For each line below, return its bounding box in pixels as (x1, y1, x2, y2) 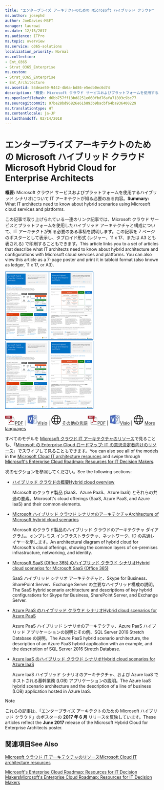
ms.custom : (5, 70, 27, 75)
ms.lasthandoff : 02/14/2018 (5, 116, 62, 121)
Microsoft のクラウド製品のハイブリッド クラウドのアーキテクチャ (12, 527, 145, 532)
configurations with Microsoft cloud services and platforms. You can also (5, 251, 152, 257)
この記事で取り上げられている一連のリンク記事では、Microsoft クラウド (5, 216, 150, 222)
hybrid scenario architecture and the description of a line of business (12, 683, 151, 689)
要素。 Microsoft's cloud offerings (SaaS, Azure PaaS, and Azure (20, 495, 150, 501)
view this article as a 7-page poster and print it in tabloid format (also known (5, 257, 159, 263)
